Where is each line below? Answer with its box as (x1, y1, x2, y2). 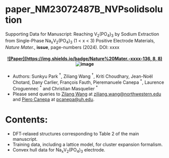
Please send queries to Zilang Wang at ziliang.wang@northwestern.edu (12, 91, 161, 97)
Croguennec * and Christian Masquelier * (12, 85, 98, 91)
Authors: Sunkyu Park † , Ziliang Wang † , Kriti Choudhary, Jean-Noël (12, 72, 153, 79)
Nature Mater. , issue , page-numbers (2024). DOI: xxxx (5, 44, 120, 50)
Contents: (5, 114, 48, 125)
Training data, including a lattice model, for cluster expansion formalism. (12, 141, 163, 147)
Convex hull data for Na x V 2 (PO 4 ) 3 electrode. (12, 146, 105, 154)
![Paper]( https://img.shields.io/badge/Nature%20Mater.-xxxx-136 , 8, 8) (7, 56, 162, 62)
